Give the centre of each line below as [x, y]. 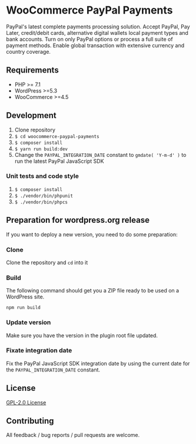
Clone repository [35, 130]
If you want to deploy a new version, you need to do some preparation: [92, 234]
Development [31, 116]
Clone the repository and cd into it [47, 262]
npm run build [24, 308]
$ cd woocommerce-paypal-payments [57, 136]
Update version [29, 323]
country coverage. [29, 51]
